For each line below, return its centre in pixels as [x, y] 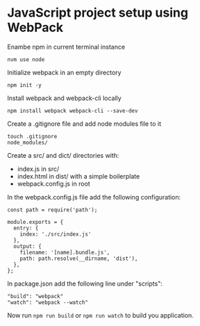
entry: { [26, 228]
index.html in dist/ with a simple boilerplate [78, 176]
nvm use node [26, 59]
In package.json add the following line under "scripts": [85, 284]
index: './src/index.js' [56, 234]
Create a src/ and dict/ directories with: [63, 155]
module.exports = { [35, 222]
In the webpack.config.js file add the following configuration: [94, 197]
